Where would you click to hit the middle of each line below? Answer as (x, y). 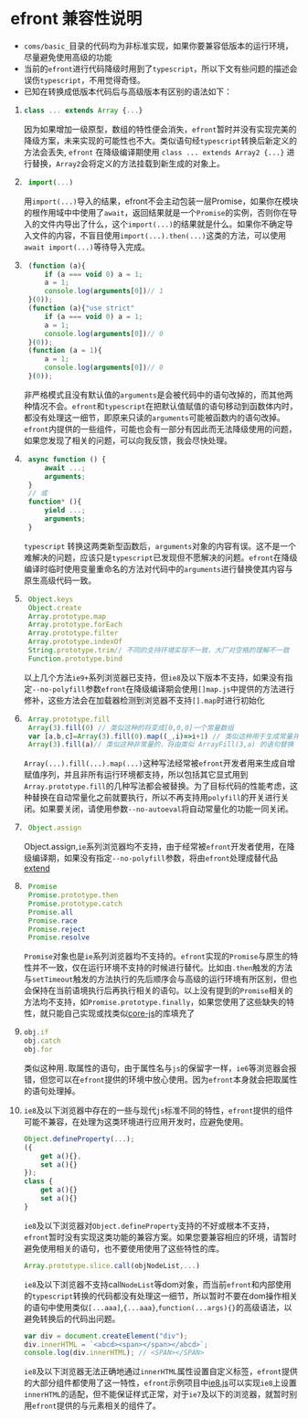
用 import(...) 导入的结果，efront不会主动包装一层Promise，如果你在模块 (161, 201)
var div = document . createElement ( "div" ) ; (106, 1336)
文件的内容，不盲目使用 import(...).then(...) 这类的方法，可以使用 (159, 235)
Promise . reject (57, 929)
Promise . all (51, 912)
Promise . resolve (59, 937)
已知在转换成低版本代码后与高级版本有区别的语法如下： (127, 91)
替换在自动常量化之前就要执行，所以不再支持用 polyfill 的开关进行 (156, 798)
